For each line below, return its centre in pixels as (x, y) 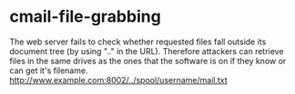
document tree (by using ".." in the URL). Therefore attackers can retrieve (147, 51)
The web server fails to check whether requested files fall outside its (138, 42)
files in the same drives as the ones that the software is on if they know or (148, 61)
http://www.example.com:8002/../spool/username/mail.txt (118, 80)
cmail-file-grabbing (85, 17)
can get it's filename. (49, 70)
